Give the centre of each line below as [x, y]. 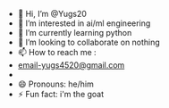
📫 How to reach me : [57, 52]
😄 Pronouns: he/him [55, 84]
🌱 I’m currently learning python [75, 33]
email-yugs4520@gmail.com [71, 65]
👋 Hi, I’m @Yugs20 [52, 14]
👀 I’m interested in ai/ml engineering [84, 23]
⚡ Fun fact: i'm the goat [61, 94]
